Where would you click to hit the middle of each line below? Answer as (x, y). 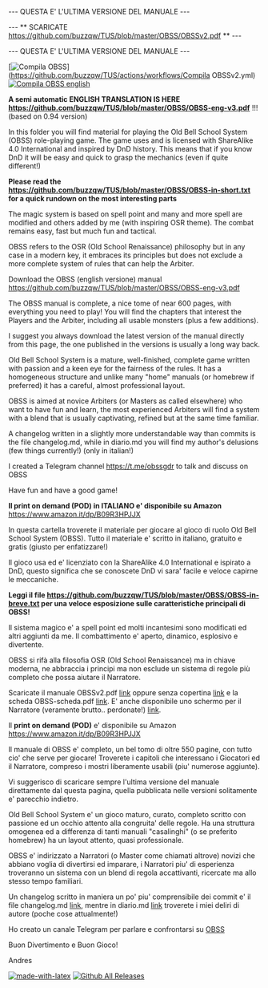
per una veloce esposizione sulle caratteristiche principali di (144, 603)
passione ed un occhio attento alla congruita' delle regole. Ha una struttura (132, 823)
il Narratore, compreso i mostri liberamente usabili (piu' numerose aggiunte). (134, 766)
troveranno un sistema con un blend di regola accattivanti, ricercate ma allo (133, 873)
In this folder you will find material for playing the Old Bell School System (128, 132)
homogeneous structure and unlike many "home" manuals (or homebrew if (131, 377)
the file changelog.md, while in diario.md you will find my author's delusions (133, 442)
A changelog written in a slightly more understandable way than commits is (132, 433)
